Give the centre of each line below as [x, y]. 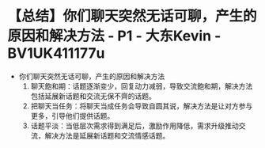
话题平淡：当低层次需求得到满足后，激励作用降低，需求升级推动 [134, 125]
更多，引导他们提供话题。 [72, 116]
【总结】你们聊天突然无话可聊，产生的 [132, 16]
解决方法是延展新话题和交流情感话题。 [107, 135]
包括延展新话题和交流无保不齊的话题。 [93, 96]
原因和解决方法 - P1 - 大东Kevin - [114, 36]
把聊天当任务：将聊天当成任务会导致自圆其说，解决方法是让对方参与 [142, 106]
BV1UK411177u [56, 53]
